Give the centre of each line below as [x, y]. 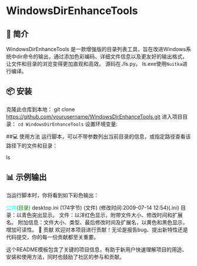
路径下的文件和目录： [32, 146]
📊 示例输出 [26, 177]
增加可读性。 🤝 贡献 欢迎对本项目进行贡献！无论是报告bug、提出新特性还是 [97, 230]
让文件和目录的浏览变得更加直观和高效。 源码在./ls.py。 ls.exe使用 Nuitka [94, 64]
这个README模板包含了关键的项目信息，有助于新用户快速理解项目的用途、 [97, 249]
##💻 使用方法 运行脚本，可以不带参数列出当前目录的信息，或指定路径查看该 [98, 136]
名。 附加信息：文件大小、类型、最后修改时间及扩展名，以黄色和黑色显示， [97, 222]
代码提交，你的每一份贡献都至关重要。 [52, 237]
